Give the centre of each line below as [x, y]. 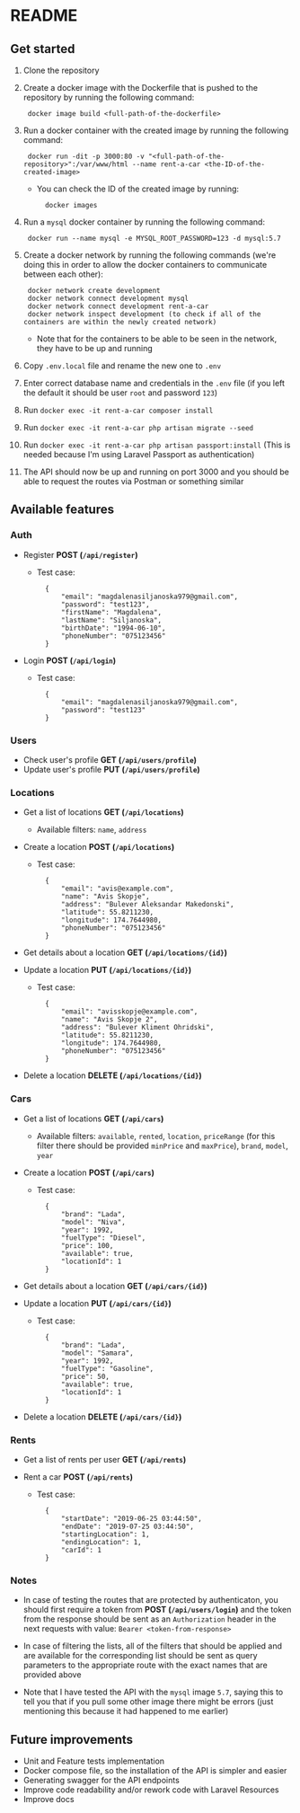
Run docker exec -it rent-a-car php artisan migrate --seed [138, 427]
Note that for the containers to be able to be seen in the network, [157, 339]
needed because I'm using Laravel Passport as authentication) [139, 454]
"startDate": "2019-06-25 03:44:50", [132, 1518]
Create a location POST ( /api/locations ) [99, 847]
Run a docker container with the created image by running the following [156, 130]
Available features [62, 510]
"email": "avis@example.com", [117, 889]
